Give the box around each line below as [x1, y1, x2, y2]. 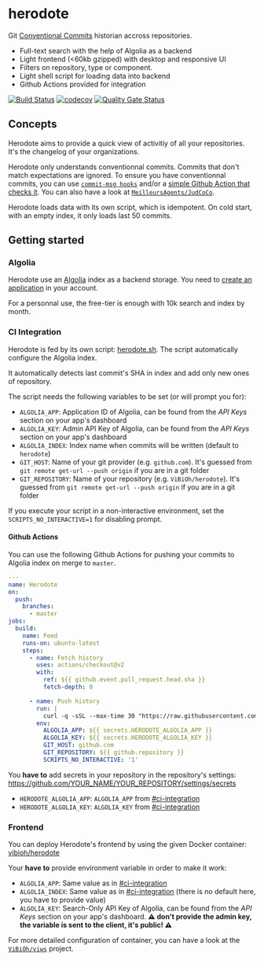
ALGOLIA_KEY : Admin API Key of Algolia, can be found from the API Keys [19, 423, 250, 433]
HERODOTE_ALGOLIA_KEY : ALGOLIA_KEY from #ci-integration [19, 802, 200, 811]
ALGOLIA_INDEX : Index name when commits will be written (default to [19, 440, 240, 449]
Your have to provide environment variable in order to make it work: [8, 863, 227, 873]
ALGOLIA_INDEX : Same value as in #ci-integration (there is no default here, [19, 887, 256, 896]
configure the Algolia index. [8, 353, 97, 362]
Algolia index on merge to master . [8, 558, 116, 567]
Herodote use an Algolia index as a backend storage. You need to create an [8, 275, 253, 284]
